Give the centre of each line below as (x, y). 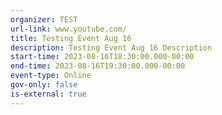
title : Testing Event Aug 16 (71, 38)
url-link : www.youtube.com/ (69, 29)
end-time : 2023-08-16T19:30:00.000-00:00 (98, 66)
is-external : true (48, 94)
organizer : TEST (44, 19)
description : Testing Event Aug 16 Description (111, 47)
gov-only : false (44, 85)
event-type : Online (51, 76)
